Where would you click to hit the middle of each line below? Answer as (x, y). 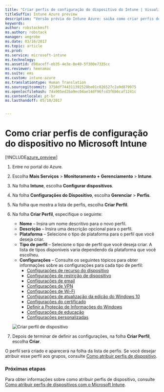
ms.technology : (20, 60)
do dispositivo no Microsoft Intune (76, 144)
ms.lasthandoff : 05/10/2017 (34, 101)
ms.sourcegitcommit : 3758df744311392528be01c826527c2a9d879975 (71, 87)
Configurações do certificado (56, 302)
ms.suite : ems (20, 73)
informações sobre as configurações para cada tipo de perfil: (81, 265)
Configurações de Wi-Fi (51, 291)
